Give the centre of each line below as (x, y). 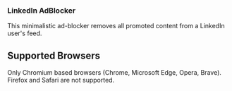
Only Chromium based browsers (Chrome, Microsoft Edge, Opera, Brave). (115, 73)
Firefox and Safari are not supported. (61, 80)
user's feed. (25, 33)
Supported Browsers (54, 55)
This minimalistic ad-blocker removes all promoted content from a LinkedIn (116, 26)
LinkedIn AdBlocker (42, 11)
